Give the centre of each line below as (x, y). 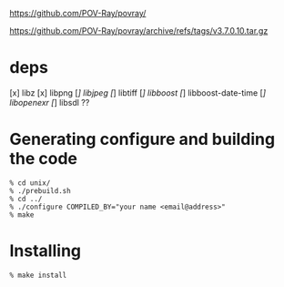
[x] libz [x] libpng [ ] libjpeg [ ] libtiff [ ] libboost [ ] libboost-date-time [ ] (138, 92)
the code (44, 159)
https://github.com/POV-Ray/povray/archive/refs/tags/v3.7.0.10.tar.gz (139, 31)
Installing (46, 251)
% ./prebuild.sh (40, 190)
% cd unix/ (30, 183)
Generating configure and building (142, 139)
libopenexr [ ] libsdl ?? (50, 102)
